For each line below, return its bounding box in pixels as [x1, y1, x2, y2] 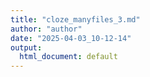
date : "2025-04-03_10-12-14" [10, 33, 132, 43]
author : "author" [10, 24, 83, 34]
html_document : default [19, 52, 118, 62]
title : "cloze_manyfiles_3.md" [10, 14, 141, 25]
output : [10, 42, 43, 53]
